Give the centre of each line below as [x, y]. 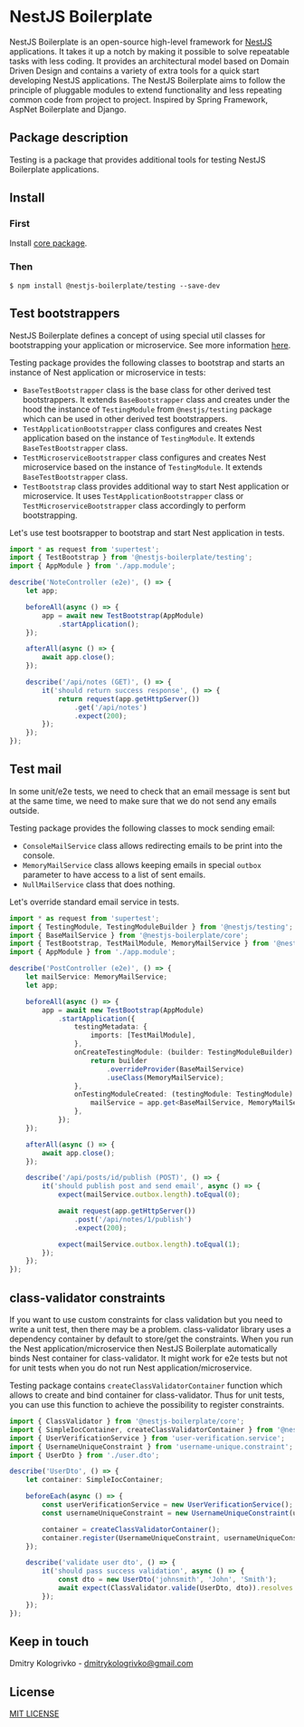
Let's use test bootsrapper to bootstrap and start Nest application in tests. [147, 532]
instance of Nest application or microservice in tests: [108, 372]
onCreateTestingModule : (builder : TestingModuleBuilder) [184, 1053]
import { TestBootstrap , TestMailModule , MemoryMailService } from [139, 944]
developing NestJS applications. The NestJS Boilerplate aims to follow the [147, 80]
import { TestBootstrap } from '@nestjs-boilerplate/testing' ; [131, 558]
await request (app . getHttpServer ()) [127, 1211]
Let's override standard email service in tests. [95, 902]
